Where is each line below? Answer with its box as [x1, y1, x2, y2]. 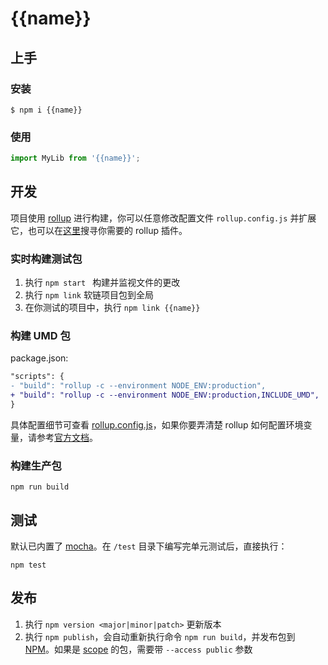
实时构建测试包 [10, 252, 83, 266]
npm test [10, 560, 47, 571]
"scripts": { [10, 372, 65, 382]
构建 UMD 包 [10, 329, 71, 343]
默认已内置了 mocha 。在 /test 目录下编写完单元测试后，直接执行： [10, 540, 288, 552]
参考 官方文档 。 [36, 431, 98, 443]
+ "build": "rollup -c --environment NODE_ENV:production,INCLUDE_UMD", [10, 390, 320, 401]
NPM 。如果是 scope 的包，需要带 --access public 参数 [24, 643, 253, 655]
